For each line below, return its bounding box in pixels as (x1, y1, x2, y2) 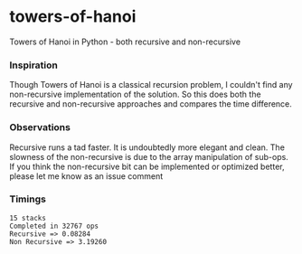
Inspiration (9, 59, 59, 71)
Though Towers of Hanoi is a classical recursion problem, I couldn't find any (9, 80, 293, 90)
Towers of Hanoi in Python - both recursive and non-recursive (9, 36, 241, 47)
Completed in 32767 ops (9, 221, 99, 230)
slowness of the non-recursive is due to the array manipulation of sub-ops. (9, 151, 289, 162)
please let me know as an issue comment (9, 170, 164, 182)
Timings (9, 193, 47, 205)
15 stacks (9, 213, 47, 222)
